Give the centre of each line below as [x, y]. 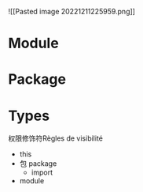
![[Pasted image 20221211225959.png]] [72, 11]
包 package [38, 164]
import [42, 172]
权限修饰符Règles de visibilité [56, 138]
